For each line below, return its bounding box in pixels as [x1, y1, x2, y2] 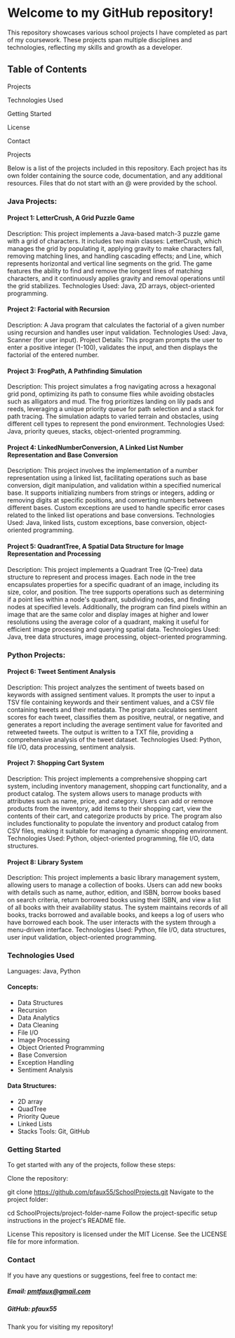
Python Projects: [7, 650, 66, 660]
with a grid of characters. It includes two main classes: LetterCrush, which [7, 237, 222, 245]
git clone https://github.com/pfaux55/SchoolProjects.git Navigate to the [7, 1188, 214, 1196]
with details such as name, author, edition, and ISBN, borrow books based [7, 888, 221, 897]
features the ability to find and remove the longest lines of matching [7, 266, 203, 275]
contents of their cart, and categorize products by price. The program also [7, 812, 222, 820]
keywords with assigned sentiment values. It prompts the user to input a [7, 690, 215, 699]
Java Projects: [7, 196, 58, 206]
